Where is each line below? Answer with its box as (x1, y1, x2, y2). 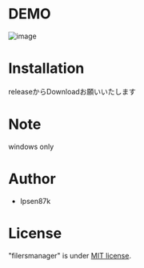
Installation (8, 59, 85, 78)
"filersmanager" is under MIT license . (8, 250, 132, 260)
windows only (8, 142, 54, 151)
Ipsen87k (19, 196, 51, 206)
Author (8, 170, 56, 188)
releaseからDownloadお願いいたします (8, 86, 136, 96)
